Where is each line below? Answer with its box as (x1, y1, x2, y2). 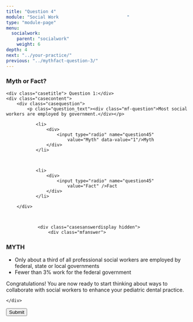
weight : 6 (16, 42, 41, 48)
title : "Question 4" (6, 8, 57, 15)
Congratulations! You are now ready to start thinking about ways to (6, 280, 168, 287)
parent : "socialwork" (16, 36, 69, 42)
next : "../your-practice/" (6, 52, 72, 58)
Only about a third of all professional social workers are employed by (14, 256, 181, 263)
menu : (6, 25, 19, 31)
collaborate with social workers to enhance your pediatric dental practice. (6, 286, 184, 294)
